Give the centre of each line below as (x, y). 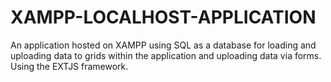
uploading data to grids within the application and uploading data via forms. (166, 55)
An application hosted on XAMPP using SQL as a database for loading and (163, 45)
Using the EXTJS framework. (69, 66)
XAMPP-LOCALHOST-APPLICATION (163, 17)
